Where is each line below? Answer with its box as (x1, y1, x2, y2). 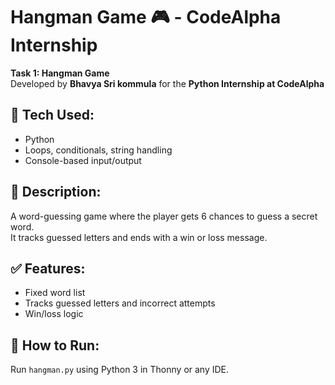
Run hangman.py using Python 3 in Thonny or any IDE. (10, 364, 230, 376)
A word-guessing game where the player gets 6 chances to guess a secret (10, 210, 318, 222)
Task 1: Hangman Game (10, 67, 110, 79)
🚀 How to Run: (10, 337, 100, 354)
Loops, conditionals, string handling (24, 144, 173, 156)
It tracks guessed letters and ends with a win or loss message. (10, 231, 268, 243)
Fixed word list (24, 287, 86, 299)
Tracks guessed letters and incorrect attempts (24, 297, 216, 309)
